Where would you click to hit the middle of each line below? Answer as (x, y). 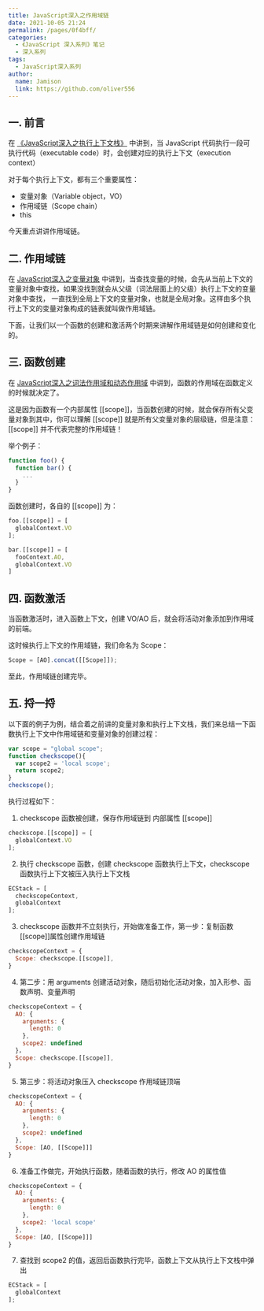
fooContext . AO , (40, 557)
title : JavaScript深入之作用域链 (59, 15)
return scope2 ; (40, 771)
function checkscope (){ (47, 756)
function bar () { (44, 468)
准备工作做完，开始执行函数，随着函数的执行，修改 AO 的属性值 (123, 1171)
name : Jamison (38, 81)
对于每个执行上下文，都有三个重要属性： (73, 180)
